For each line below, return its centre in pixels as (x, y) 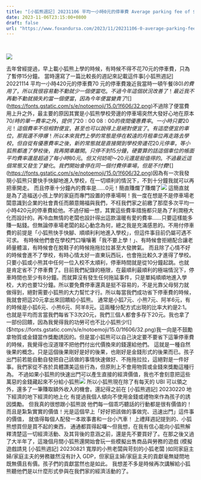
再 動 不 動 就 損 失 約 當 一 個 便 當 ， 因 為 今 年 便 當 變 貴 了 (66, 98)
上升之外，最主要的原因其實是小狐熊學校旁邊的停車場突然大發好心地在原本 (103, 113)
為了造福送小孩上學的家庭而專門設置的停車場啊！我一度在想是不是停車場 (100, 196)
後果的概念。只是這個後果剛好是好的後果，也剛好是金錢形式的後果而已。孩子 (100, 352)
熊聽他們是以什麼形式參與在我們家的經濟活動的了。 (69, 471)
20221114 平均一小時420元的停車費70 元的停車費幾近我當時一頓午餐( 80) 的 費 (100, 83)
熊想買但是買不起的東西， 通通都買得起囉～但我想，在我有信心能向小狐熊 (96, 426)
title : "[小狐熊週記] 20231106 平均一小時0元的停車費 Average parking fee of (98, 12)
